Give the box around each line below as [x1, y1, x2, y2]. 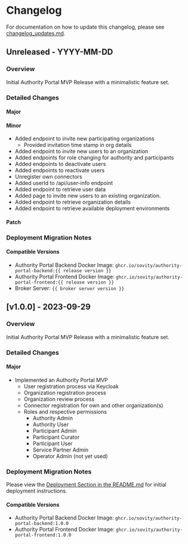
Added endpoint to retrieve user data [14, 186, 106, 193]
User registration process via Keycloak [23, 383, 119, 390]
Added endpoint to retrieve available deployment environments [14, 205, 170, 212]
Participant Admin [32, 427, 77, 434]
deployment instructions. [6, 487, 67, 494]
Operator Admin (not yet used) [32, 452, 109, 460]
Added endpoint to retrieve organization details [14, 198, 131, 206]
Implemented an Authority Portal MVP [14, 376, 109, 383]
